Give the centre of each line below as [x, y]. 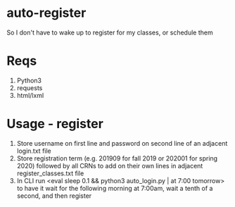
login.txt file [34, 151]
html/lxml [30, 95]
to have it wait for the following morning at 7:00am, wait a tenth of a [115, 188]
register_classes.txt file [50, 173]
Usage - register [55, 124]
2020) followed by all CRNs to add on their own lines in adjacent [110, 165]
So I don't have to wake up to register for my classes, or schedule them [110, 32]
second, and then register [54, 196]
